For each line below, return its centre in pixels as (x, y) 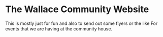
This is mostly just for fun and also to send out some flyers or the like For (81, 23)
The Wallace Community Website (77, 9)
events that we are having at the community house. (59, 28)
